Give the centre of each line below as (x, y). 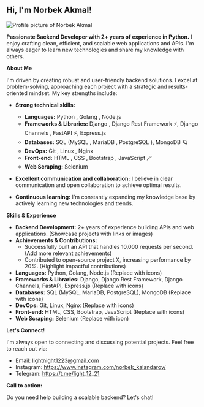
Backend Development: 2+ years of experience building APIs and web (104, 227)
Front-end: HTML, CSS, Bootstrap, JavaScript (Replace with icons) (100, 311)
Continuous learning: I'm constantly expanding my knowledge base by (105, 197)
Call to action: (25, 385)
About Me (19, 68)
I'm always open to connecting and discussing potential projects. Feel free (100, 342)
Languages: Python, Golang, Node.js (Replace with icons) (89, 273)
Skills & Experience (31, 215)
